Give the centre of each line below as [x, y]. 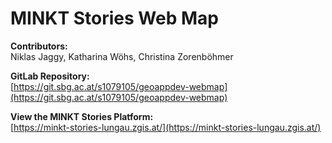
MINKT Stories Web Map [114, 18]
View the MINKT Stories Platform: [82, 116]
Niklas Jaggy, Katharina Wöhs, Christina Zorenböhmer [122, 56]
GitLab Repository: [50, 76]
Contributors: [39, 46]
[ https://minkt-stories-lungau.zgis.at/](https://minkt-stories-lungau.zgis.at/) [166, 127]
